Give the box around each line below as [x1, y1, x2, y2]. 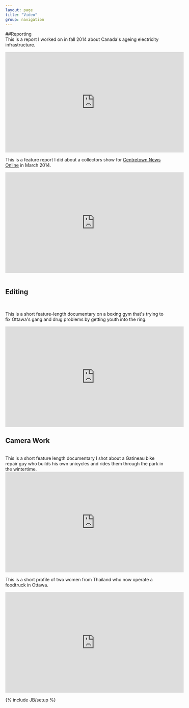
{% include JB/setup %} [5, 697, 56, 703]
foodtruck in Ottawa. [5, 582, 48, 588]
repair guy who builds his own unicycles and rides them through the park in [5, 461, 164, 466]
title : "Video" [5, 12, 38, 17]
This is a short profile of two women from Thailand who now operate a [5, 577, 153, 582]
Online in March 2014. [5, 162, 51, 169]
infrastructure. [5, 42, 36, 48]
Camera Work [5, 436, 50, 445]
